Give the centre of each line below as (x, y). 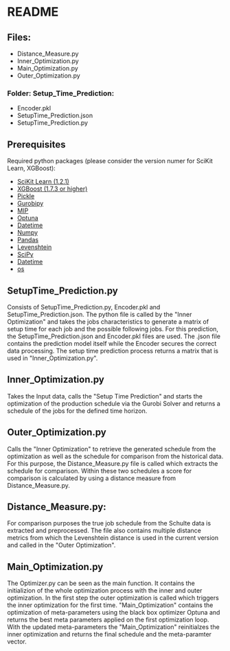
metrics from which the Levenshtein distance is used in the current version (113, 538)
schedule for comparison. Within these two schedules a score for (100, 471)
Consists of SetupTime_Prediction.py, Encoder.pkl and (84, 307)
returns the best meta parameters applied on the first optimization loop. (108, 620)
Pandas (28, 240)
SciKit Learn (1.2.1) (43, 182)
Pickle (26, 196)
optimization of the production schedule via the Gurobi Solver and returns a (114, 403)
